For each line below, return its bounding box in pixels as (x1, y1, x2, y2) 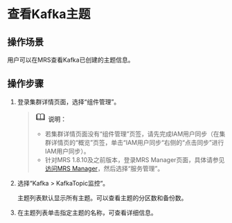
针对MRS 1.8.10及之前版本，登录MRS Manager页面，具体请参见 (44, 155, 225, 163)
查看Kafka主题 (7, 6, 91, 22)
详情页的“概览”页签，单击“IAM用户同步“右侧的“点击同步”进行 (51, 138, 224, 146)
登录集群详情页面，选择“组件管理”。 (17, 98, 121, 106)
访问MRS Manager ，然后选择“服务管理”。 (44, 164, 164, 172)
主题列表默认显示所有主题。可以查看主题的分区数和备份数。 (17, 193, 188, 202)
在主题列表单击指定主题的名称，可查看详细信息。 (17, 208, 157, 217)
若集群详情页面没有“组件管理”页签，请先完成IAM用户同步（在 (44, 130, 220, 138)
